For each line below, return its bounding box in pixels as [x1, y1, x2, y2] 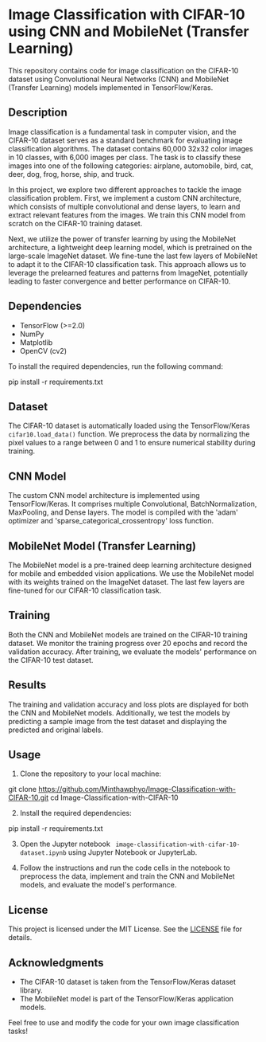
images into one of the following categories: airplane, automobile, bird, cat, [8, 161, 254, 170]
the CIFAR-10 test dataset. [8, 655, 94, 664]
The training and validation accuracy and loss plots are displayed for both [8, 699, 249, 709]
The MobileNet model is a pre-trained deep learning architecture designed [8, 560, 252, 570]
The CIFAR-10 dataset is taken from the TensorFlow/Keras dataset [19, 977, 237, 987]
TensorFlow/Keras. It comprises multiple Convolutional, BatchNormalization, [8, 499, 257, 509]
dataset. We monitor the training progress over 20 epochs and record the [8, 638, 248, 648]
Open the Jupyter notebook [19, 839, 111, 849]
